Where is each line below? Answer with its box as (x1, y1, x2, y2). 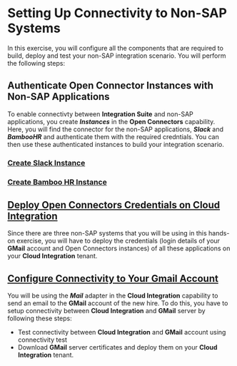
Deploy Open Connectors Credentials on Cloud (7, 198, 221, 211)
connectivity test (17, 335, 68, 344)
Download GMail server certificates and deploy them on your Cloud (17, 343, 218, 352)
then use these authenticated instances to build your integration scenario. (7, 140, 225, 148)
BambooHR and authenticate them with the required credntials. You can (7, 132, 219, 141)
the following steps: (7, 59, 66, 67)
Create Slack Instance (7, 158, 86, 168)
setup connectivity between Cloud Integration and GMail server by (7, 307, 206, 315)
